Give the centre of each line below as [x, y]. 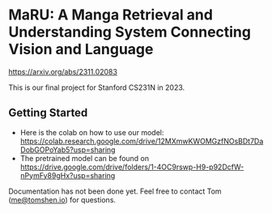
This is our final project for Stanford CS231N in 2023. [97, 87]
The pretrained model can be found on [85, 158]
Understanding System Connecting [130, 32]
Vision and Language [81, 49]
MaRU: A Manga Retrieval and [110, 15]
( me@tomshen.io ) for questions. [62, 199]
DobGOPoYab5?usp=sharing [68, 149]
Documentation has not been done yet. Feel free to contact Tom [115, 191]
